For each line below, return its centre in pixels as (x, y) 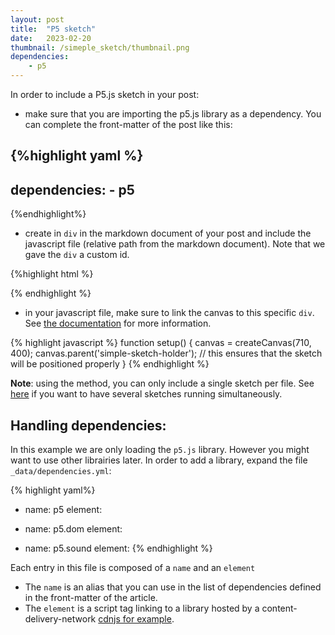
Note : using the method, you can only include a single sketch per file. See (162, 383)
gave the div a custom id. (77, 255)
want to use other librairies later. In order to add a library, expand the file (159, 460)
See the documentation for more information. (118, 323)
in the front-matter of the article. (91, 598)
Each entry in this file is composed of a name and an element (133, 568)
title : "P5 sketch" (53, 29)
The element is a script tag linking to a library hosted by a (142, 608)
